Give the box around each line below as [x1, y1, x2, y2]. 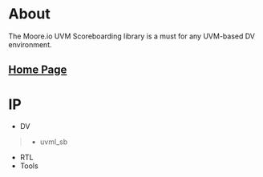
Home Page [8, 63, 67, 77]
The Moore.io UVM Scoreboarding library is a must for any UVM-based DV [8, 31, 255, 41]
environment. [8, 39, 52, 49]
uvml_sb [39, 137, 68, 147]
